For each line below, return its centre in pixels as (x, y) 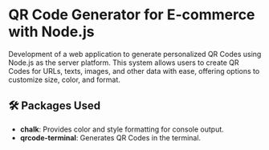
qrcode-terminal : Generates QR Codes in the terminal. (110, 137)
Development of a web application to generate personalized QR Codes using (135, 54)
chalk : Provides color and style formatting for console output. (122, 129)
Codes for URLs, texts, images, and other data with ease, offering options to (134, 71)
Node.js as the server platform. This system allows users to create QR (124, 63)
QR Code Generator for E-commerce (132, 15)
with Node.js (51, 32)
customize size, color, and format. (64, 79)
